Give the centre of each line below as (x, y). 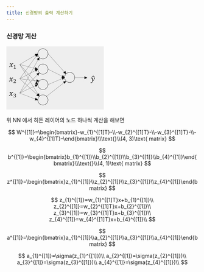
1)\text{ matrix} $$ (128, 163)
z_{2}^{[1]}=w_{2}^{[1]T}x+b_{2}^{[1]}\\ (102, 206)
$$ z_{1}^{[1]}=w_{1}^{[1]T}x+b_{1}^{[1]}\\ (102, 200)
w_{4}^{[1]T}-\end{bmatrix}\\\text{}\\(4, (79, 138)
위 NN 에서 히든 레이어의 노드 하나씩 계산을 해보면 (65, 120)
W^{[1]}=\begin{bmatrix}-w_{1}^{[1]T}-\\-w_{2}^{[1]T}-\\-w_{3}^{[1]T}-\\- (106, 132)
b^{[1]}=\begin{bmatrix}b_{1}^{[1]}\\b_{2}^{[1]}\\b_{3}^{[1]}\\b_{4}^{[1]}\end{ (102, 157)
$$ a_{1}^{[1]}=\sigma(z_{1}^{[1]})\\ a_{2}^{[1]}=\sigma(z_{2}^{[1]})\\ (102, 256)
